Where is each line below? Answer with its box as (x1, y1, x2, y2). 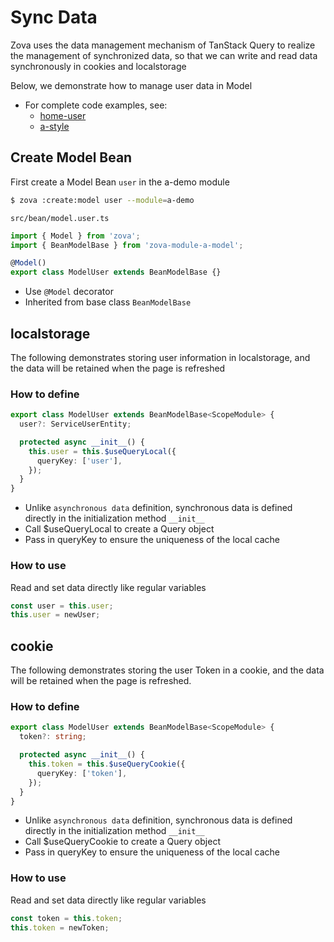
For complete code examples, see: (24, 99, 168, 111)
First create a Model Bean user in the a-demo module (10, 176, 230, 188)
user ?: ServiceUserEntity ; (19, 419, 132, 430)
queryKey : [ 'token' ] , (36, 768, 128, 778)
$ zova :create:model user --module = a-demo (10, 195, 195, 205)
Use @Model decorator (24, 286, 114, 298)
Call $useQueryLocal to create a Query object (24, 523, 215, 535)
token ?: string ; (19, 732, 87, 742)
